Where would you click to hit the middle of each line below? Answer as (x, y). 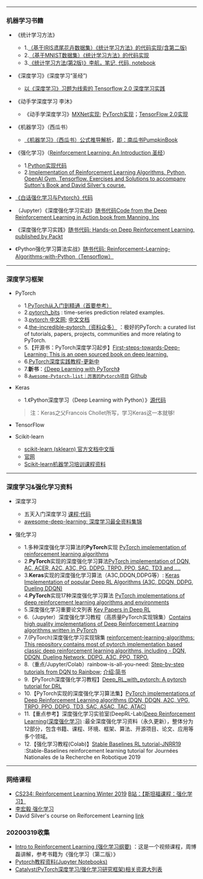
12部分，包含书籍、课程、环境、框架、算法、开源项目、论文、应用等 (109, 729)
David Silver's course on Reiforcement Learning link (79, 816)
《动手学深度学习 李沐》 (45, 101)
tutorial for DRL (43, 686)
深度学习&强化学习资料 (39, 487)
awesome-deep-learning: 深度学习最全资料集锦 (83, 521)
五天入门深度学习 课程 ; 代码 (57, 514)
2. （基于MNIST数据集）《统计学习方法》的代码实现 (87, 56)
